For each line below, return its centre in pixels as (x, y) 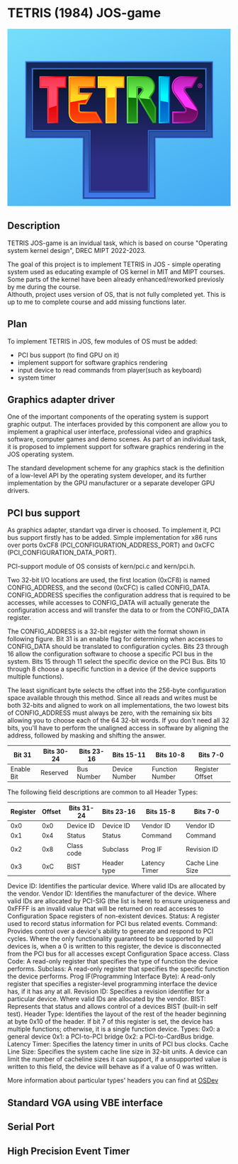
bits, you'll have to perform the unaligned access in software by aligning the (118, 728)
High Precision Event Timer (69, 1151)
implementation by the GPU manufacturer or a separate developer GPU (111, 483)
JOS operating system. (41, 454)
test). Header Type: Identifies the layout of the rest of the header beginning (117, 1014)
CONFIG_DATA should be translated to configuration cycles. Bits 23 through (118, 647)
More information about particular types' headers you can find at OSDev (113, 1080)
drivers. (18, 491)
